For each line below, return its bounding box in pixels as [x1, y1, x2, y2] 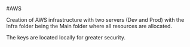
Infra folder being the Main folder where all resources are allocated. [6, 23, 172, 29]
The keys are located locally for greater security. [6, 34, 125, 41]
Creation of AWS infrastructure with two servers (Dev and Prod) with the [6, 16, 185, 23]
